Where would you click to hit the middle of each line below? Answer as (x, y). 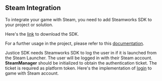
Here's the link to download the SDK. (42, 34)
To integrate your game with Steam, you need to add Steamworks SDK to (79, 19)
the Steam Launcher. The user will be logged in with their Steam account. (79, 58)
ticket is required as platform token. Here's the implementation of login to (79, 68)
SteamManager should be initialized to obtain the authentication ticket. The (81, 63)
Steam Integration (33, 8)
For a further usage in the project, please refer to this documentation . (75, 43)
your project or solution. (29, 25)
